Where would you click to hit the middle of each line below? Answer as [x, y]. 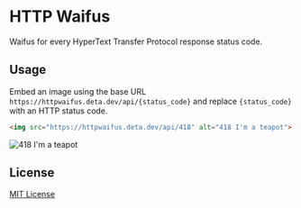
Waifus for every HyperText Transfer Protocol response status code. [136, 41]
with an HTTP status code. [59, 111]
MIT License [32, 194]
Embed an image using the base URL [78, 91]
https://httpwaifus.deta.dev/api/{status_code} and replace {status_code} [150, 101]
